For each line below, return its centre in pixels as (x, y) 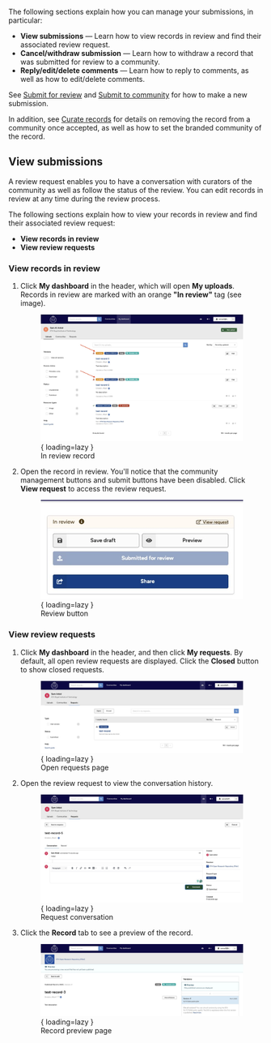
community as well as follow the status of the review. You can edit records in (136, 190)
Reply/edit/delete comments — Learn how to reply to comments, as (134, 71)
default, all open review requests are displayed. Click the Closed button (139, 661)
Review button (64, 614)
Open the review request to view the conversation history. (116, 783)
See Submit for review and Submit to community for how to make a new (128, 95)
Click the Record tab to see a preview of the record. (106, 933)
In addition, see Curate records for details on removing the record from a (129, 119)
